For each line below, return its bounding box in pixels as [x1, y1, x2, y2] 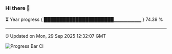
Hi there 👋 [5, 5, 31, 12]
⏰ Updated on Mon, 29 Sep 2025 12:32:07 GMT [5, 33, 106, 39]
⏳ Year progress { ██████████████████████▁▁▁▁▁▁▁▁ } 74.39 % [5, 16, 163, 22]
